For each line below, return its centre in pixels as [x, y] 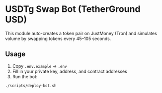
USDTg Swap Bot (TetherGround [73, 9]
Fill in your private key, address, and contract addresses [70, 71]
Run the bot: [25, 76]
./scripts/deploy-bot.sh [31, 86]
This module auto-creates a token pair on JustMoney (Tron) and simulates [81, 33]
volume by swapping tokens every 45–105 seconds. [58, 39]
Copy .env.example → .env [40, 66]
